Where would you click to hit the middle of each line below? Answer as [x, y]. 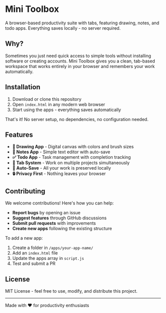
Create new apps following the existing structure [62, 229]
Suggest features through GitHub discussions [60, 218]
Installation [23, 87]
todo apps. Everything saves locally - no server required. [63, 28]
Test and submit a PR [34, 263]
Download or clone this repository [47, 99]
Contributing [25, 191]
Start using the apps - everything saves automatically [66, 110]
